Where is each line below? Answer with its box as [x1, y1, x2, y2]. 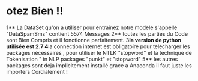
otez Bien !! [6, 4, 64, 18]
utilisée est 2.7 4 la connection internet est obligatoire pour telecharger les [6, 43, 190, 50]
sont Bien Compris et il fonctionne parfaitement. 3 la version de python [6, 36, 182, 43]
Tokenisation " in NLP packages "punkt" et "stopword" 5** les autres [6, 55, 178, 63]
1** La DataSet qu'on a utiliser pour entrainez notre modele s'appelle [6, 24, 178, 31]
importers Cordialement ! [6, 68, 68, 75]
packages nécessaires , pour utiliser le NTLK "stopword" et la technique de [6, 49, 192, 56]
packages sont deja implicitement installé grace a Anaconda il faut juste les [6, 61, 192, 69]
